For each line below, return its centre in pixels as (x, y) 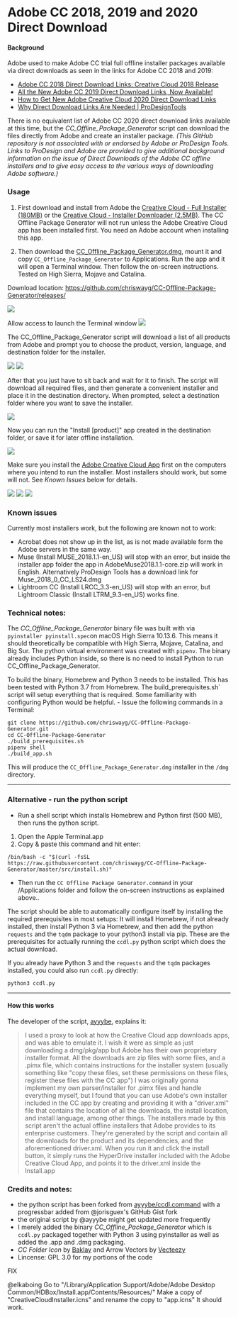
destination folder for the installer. (57, 352)
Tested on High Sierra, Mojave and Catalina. (82, 274)
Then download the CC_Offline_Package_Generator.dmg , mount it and (119, 251)
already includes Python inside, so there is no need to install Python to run (116, 658)
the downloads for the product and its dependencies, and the (114, 1140)
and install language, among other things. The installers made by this (125, 1118)
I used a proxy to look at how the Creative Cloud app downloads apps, (127, 1035)
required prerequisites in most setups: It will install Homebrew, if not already (118, 918)
